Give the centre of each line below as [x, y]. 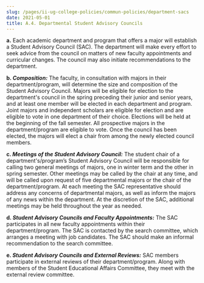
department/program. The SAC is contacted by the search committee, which [102, 231]
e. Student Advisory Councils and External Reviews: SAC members [93, 255]
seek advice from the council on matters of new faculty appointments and [99, 53]
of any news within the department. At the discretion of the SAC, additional [100, 199]
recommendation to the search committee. [60, 244]
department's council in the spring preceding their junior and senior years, [100, 97]
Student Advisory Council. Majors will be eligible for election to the [90, 91]
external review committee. [40, 274]
